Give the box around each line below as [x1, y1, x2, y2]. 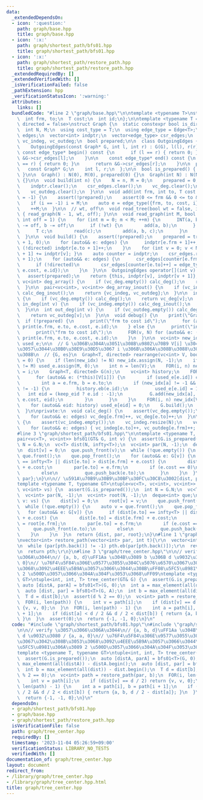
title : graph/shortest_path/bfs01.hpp [17, 48, 115, 54]
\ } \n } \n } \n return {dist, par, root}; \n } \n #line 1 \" [17, 532, 185, 538]
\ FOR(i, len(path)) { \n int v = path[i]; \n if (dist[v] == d [17, 599, 196, 605]
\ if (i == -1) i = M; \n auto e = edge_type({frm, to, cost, [17, 200, 190, 206]
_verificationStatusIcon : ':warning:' [11, 93, 110, 99]
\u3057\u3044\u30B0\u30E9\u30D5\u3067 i [17, 346, 120, 353]
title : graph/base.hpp [17, 31, 74, 37]
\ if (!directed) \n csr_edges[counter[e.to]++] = [17, 262, 177, 268]
